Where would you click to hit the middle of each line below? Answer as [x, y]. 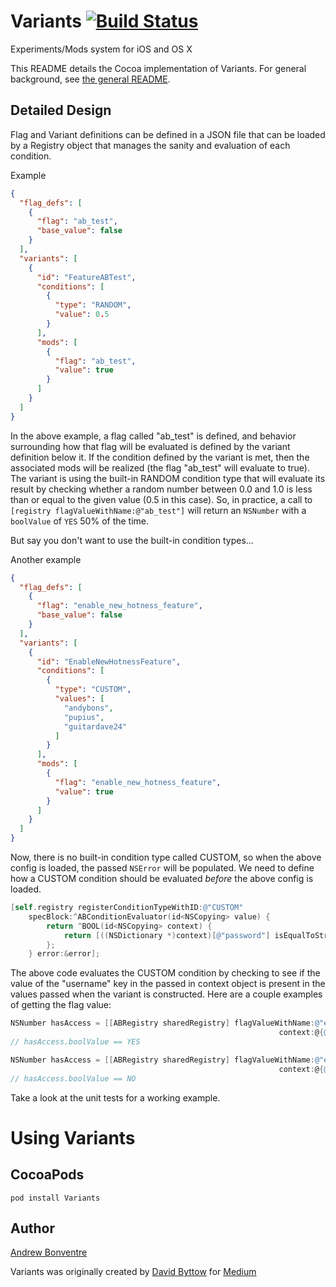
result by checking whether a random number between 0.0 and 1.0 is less [161, 489]
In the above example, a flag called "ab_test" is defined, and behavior [153, 436]
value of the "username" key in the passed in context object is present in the [168, 984]
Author [32, 1228]
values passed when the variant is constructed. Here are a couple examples [166, 994]
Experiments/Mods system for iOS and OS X [101, 49]
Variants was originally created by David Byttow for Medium [133, 1272]
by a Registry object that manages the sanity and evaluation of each [150, 145]
